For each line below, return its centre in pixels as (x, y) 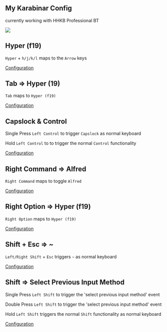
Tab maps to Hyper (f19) (31, 96)
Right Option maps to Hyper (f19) (41, 218)
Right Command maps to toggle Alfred (44, 181)
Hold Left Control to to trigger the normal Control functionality (71, 143)
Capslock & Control (36, 121)
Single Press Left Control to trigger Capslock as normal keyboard (73, 134)
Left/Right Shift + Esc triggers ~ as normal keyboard (61, 256)
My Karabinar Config (38, 8)
